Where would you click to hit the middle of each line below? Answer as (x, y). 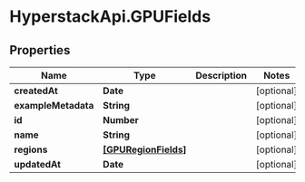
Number (121, 120)
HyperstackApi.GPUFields (110, 17)
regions (31, 149)
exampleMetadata (54, 105)
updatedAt (38, 164)
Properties (40, 50)
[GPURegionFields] (145, 149)
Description (221, 76)
